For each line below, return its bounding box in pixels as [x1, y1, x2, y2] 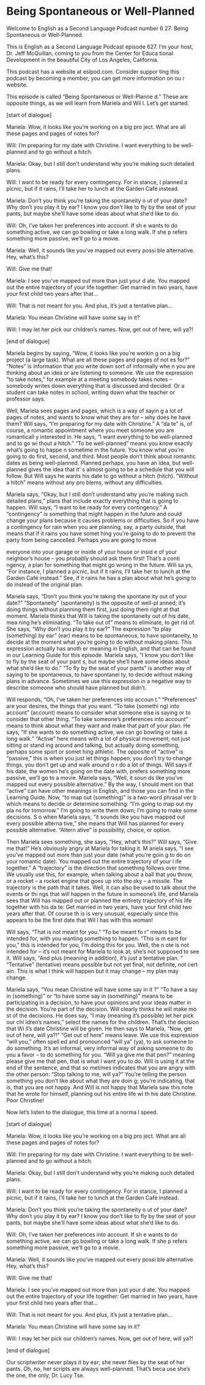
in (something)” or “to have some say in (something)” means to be [6, 992, 173, 1000]
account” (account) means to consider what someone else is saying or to [6, 709, 191, 716]
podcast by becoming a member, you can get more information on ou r [6, 74, 185, 82]
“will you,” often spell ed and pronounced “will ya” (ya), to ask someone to [6, 1038, 193, 1045]
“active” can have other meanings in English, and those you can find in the [6, 787, 194, 794]
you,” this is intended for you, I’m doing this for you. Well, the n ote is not [6, 941, 190, 949]
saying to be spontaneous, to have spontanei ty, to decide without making [6, 671, 193, 678]
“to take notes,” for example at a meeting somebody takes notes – [6, 376, 173, 383]
